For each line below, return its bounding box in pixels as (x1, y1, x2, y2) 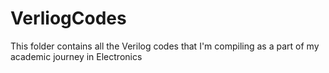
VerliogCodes (10, 7, 127, 30)
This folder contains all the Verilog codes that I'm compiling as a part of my (10, 40, 320, 52)
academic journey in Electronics (10, 50, 143, 62)
